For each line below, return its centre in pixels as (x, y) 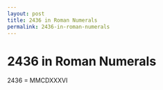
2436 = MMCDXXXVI (37, 80)
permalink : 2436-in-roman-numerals (59, 27)
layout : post (26, 14)
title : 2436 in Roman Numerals (52, 20)
